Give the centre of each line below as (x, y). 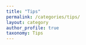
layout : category (27, 22)
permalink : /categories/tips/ (43, 17)
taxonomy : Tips (25, 33)
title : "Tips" (24, 11)
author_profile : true (33, 28)
